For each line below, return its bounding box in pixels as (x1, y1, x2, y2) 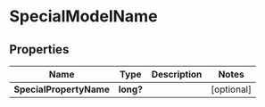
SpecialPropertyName (13, 83, 110, 95)
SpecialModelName (9, 6, 158, 27)
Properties (9, 42, 70, 57)
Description (151, 69, 203, 80)
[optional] (211, 83, 253, 95)
